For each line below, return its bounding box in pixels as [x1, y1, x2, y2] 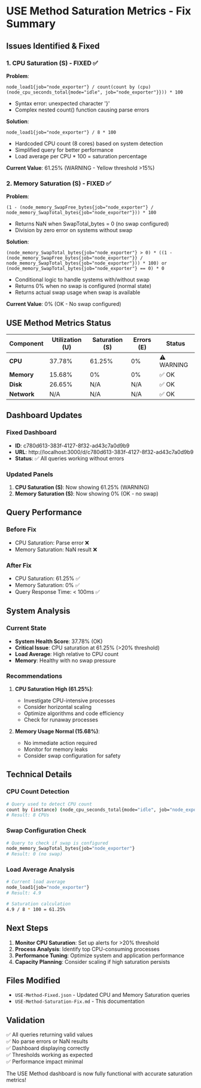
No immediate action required [23, 739, 98, 746]
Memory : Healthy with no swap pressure [14, 657, 116, 664]
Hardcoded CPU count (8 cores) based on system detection [14, 140, 163, 147]
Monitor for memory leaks [23, 746, 88, 753]
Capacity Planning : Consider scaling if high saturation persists [14, 958, 170, 965]
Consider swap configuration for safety [23, 752, 121, 759]
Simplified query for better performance [14, 146, 114, 154]
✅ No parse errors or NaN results [6, 1038, 89, 1045]
